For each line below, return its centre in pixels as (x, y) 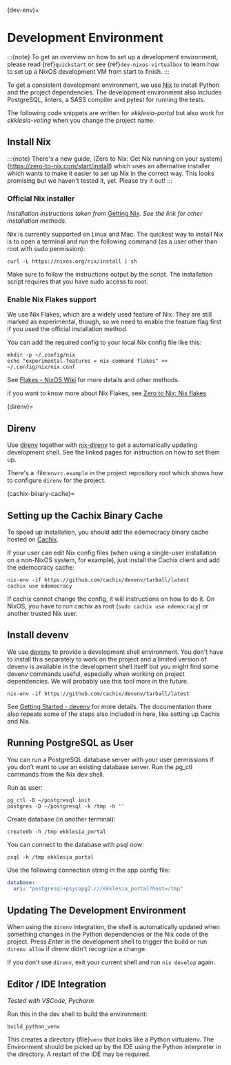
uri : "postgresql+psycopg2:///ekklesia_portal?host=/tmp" (99, 889)
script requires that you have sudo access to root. (78, 281)
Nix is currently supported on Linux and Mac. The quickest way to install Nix (115, 235)
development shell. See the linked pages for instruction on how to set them (113, 452)
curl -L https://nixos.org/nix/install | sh (72, 261)
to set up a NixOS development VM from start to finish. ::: (89, 71)
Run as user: (25, 787)
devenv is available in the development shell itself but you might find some (113, 666)
